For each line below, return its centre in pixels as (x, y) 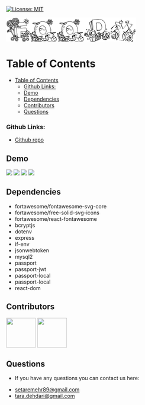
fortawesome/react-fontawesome (56, 218)
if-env (22, 244)
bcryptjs (25, 225)
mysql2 (24, 256)
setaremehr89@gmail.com (47, 390)
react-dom (28, 288)
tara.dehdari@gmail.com (45, 396)
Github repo (29, 140)
